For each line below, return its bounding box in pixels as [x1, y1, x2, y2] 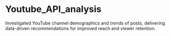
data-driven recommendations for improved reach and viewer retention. [5, 25, 156, 31]
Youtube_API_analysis [5, 3, 102, 15]
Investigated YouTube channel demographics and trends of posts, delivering [5, 20, 165, 26]
